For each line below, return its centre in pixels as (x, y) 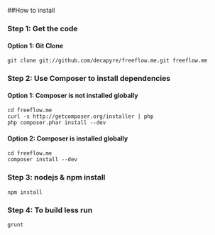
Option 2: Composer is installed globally (68, 138)
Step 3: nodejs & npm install (56, 177)
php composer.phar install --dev (57, 123)
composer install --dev (43, 160)
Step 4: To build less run (50, 210)
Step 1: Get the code (43, 28)
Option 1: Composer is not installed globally (73, 95)
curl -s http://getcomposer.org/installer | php (81, 116)
